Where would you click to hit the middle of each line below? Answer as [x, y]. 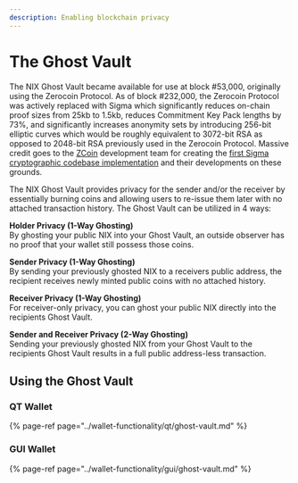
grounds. [26, 171]
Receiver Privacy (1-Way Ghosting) [75, 298]
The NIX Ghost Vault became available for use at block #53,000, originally [145, 87]
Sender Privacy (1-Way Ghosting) [72, 262]
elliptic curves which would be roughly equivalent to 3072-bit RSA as [136, 134]
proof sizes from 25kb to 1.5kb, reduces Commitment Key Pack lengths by [145, 115]
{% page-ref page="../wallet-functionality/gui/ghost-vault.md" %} [130, 469]
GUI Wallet [33, 449]
